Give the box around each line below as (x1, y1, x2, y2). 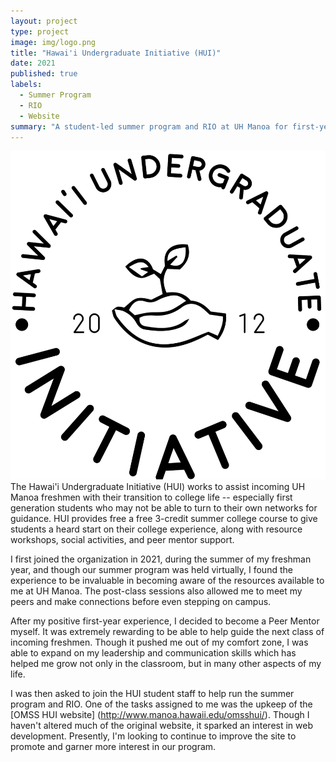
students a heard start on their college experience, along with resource (10, 523, 303, 535)
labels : (10, 80, 43, 90)
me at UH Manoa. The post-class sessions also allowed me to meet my (10, 585, 303, 597)
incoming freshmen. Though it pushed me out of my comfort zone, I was (10, 636, 309, 649)
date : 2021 (10, 58, 56, 69)
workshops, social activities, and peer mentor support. (10, 534, 235, 546)
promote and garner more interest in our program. (10, 741, 217, 753)
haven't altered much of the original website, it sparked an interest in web (10, 720, 313, 732)
